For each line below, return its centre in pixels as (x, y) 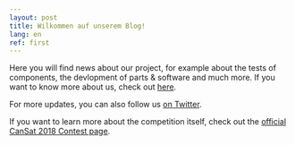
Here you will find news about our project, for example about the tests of (143, 68)
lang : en (25, 34)
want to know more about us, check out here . (93, 87)
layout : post (34, 17)
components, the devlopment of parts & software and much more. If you (142, 78)
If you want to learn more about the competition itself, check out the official (148, 122)
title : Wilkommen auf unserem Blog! (77, 26)
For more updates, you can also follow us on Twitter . (106, 105)
